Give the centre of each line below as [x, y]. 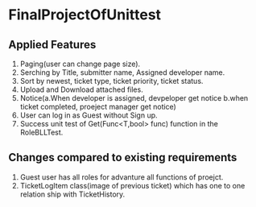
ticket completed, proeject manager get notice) [98, 107]
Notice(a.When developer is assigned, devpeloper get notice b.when [134, 98]
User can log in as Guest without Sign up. [89, 115]
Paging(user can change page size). [80, 64]
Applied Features [52, 45]
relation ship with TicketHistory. [72, 194]
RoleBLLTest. [41, 132]
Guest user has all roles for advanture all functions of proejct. [122, 177]
